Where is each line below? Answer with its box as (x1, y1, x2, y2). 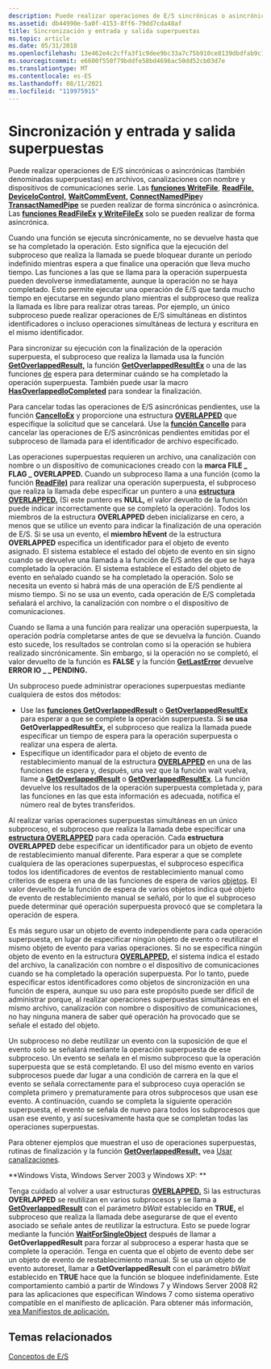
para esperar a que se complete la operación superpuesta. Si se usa (19, 714, 248, 724)
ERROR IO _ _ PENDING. (8, 665, 88, 676)
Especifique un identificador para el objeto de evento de (19, 748, 207, 758)
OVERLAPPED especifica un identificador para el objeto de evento (8, 538, 230, 548)
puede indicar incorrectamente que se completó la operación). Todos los (8, 503, 251, 514)
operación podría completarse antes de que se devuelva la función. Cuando (8, 631, 261, 641)
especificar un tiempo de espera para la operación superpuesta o (19, 731, 239, 741)
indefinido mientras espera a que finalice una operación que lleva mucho (8, 259, 251, 269)
